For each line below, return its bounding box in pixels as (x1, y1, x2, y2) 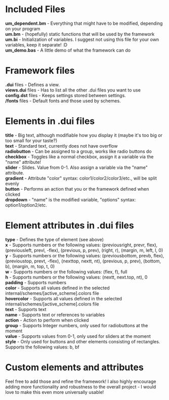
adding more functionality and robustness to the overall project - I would (5, 383, 156, 390)
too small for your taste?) (5, 138, 58, 144)
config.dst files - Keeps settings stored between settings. (5, 92, 126, 98)
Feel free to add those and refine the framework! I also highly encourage (5, 378, 156, 384)
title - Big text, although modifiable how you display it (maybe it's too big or (5, 132, 163, 138)
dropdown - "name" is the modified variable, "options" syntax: (5, 196, 136, 203)
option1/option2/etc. (5, 202, 47, 208)
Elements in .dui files (5, 115, 95, 127)
